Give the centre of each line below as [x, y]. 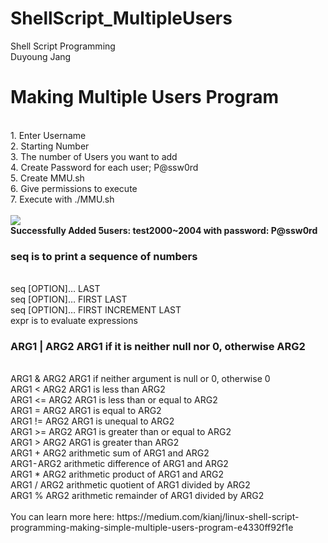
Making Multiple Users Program [144, 97]
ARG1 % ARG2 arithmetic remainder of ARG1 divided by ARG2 [137, 496]
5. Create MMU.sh [47, 178]
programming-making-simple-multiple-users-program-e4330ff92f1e [152, 528]
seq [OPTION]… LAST [55, 289]
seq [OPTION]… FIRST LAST [69, 299]
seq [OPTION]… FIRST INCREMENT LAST [96, 310]
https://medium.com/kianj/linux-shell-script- [208, 517]
